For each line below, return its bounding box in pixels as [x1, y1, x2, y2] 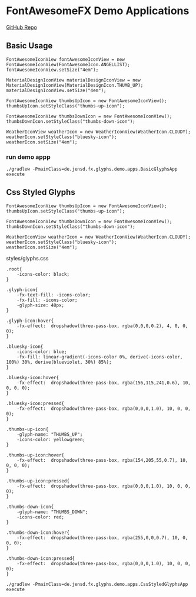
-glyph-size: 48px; [16, 302, 65, 308]
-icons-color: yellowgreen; [16, 436, 85, 442]
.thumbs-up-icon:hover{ [6, 452, 65, 458]
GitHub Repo [6, 24, 37, 31]
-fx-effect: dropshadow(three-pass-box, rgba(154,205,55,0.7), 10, [16, 457, 188, 463]
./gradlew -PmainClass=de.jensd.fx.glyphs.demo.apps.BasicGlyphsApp [6, 167, 178, 172]
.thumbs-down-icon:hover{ [6, 530, 69, 536]
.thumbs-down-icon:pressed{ [6, 555, 75, 562]
